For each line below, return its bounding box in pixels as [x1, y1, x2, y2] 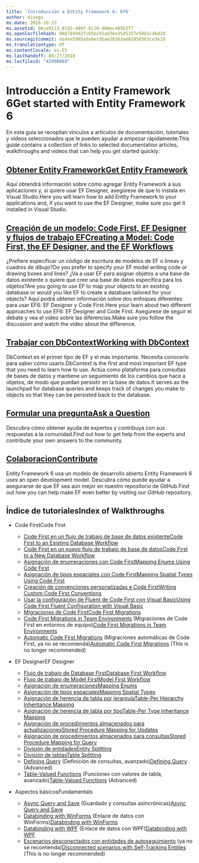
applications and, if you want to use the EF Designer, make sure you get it [6, 199, 185, 207]
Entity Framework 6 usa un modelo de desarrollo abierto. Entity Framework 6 [6, 469, 192, 477]
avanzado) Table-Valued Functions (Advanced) [23, 777, 137, 784]
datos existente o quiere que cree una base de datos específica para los [6, 277, 182, 284]
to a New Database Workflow [23, 552, 95, 559]
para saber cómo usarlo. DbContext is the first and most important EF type [6, 360, 187, 367]
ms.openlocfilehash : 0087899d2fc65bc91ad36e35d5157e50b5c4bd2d [6, 31, 166, 37]
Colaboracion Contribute [6, 454, 98, 464]
